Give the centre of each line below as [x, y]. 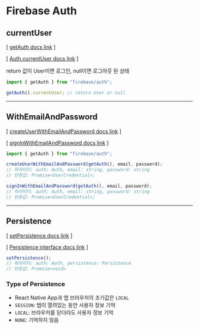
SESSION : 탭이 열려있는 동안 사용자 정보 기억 [65, 305]
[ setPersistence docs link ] [39, 235]
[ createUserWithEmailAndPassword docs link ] [64, 131]
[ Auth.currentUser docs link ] [42, 58]
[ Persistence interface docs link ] [47, 247]
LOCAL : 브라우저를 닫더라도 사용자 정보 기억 [64, 312]
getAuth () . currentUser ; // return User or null [66, 93]
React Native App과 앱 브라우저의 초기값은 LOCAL [72, 298]
